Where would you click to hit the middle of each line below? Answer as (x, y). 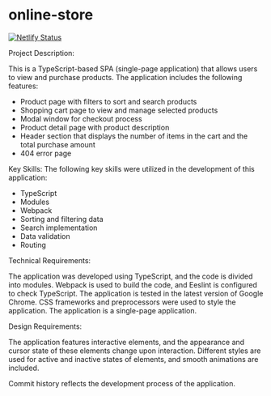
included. (24, 368)
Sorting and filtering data (61, 219)
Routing (33, 245)
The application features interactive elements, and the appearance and (127, 342)
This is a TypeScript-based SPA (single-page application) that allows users (133, 68)
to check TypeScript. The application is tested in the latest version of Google (136, 293)
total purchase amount (57, 144)
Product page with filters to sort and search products (108, 101)
